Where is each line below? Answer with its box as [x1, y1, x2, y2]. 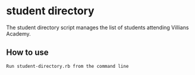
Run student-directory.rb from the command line [6, 63, 129, 69]
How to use [6, 48, 49, 58]
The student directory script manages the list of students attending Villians [6, 24, 189, 31]
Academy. [6, 30, 31, 37]
